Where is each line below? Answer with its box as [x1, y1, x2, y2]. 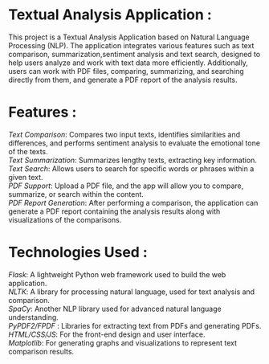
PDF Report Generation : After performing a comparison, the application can [8, 198, 259, 207]
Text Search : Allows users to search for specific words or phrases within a [8, 163, 255, 174]
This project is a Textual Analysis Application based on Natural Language [8, 32, 251, 42]
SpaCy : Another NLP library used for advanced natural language [8, 304, 222, 313]
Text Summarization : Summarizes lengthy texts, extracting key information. [8, 155, 257, 165]
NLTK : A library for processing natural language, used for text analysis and [8, 287, 255, 297]
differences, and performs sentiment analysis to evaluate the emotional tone [8, 138, 261, 148]
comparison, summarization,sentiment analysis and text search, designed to [8, 49, 261, 59]
